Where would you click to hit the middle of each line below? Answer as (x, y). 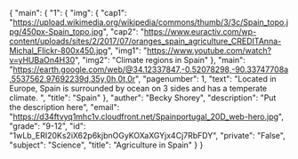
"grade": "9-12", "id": (48, 126)
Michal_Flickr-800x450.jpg (59, 51)
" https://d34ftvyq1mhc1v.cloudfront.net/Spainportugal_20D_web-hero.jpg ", (147, 116)
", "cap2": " (124, 32)
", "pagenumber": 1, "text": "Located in (206, 79)
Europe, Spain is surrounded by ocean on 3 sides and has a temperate (138, 88)
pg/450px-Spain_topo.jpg (56, 32)
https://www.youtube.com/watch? (209, 51)
